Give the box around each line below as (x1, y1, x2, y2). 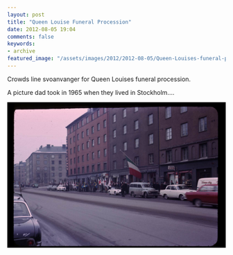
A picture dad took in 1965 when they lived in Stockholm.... (7, 88, 175, 96)
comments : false (7, 33, 54, 40)
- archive (7, 48, 36, 55)
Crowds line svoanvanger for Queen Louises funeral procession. (7, 75, 191, 83)
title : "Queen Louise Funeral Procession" (7, 18, 132, 26)
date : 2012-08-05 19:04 (7, 26, 76, 33)
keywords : (7, 40, 36, 48)
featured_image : (7, 55, 54, 62)
